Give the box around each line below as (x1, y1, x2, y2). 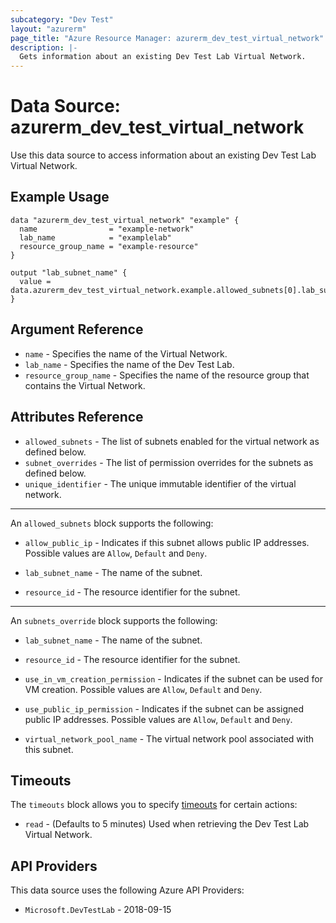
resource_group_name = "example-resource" (19, 241, 199, 251)
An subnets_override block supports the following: (10, 614, 218, 626)
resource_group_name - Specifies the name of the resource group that (24, 369, 310, 381)
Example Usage (10, 189, 110, 206)
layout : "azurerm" (10, 24, 87, 34)
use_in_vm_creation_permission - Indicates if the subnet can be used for (24, 672, 323, 685)
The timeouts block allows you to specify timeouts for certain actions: (10, 799, 298, 811)
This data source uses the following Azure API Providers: (10, 884, 245, 896)
